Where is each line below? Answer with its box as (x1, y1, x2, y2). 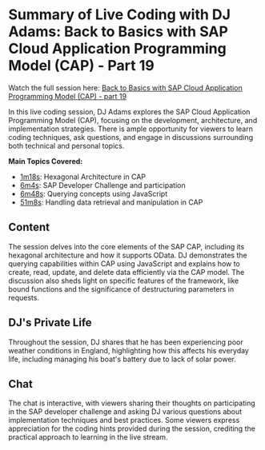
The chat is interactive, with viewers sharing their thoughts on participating (8, 398, 255, 408)
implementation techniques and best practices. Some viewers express (8, 416, 240, 425)
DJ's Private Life (8, 316, 92, 329)
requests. (8, 293, 40, 302)
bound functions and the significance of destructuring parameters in (8, 284, 235, 293)
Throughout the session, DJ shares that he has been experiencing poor (8, 337, 243, 347)
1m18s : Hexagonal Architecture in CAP (19, 172, 147, 181)
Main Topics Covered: (8, 156, 83, 165)
